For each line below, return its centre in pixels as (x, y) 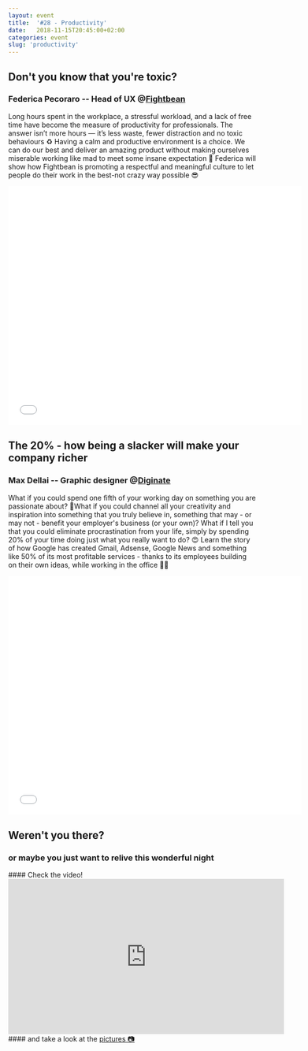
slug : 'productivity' (44, 45)
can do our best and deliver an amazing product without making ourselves (129, 150)
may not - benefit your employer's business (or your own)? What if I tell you (131, 523)
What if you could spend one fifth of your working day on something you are (132, 498)
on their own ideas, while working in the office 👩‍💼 (89, 565)
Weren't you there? (56, 835)
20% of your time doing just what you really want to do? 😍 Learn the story (129, 539)
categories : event (38, 37)
